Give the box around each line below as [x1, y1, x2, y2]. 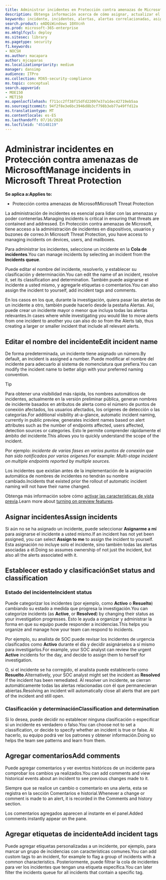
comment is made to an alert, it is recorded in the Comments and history [5, 795, 152, 801]
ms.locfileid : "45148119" [5, 122, 58, 127]
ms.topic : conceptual [5, 81, 50, 86]
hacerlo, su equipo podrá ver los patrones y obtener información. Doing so [5, 732, 156, 738]
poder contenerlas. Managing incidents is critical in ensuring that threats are [5, 216, 160, 221]
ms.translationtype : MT [5, 108, 54, 114]
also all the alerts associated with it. [5, 552, 78, 558]
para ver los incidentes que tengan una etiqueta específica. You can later [5, 864, 153, 870]
